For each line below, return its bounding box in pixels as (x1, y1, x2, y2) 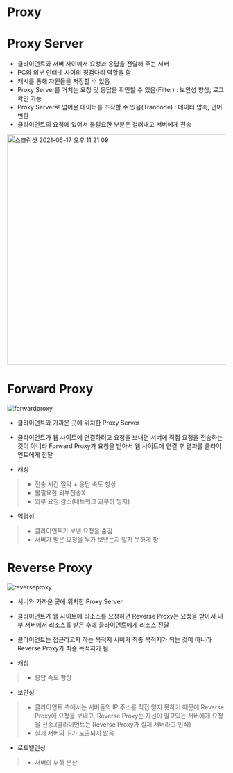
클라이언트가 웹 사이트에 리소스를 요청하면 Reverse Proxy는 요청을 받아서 (17, 612, 216, 620)
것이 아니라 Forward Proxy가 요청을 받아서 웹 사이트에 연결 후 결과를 (17, 442, 203, 450)
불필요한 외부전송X (34, 489, 86, 497)
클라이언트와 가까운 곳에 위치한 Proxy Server (17, 418, 140, 427)
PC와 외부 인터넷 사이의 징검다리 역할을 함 (17, 69, 132, 77)
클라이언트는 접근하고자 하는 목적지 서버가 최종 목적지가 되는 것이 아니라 (17, 635, 212, 643)
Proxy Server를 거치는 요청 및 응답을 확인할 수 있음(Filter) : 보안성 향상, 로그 (17, 86, 224, 94)
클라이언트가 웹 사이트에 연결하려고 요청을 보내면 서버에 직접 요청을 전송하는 (17, 434, 223, 442)
